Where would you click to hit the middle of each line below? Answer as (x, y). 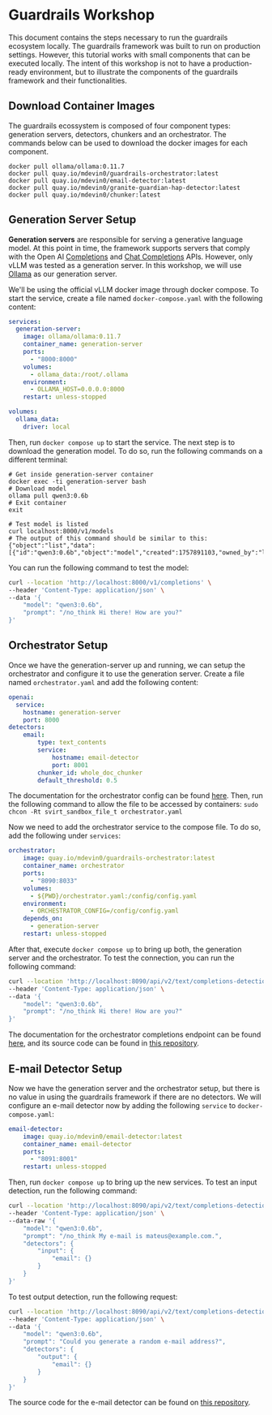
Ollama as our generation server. (63, 274)
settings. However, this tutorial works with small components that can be (130, 54)
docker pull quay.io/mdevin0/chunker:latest (85, 195)
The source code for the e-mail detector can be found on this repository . (130, 1403)
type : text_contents (72, 743)
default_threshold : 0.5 (77, 780)
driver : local (47, 427)
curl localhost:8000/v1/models (61, 531)
